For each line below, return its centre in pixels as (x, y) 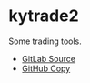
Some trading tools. (45, 41)
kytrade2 (44, 16)
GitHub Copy (46, 68)
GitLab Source (49, 58)
